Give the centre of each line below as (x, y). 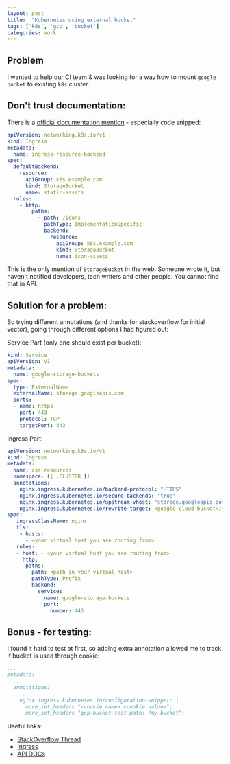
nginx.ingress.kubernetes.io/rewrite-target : (86, 509)
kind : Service (27, 355)
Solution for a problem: (57, 305)
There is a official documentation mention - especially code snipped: (104, 122)
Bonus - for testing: (50, 632)
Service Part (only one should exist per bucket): (74, 343)
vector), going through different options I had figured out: (88, 329)
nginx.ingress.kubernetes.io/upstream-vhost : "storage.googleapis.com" (124, 502)
